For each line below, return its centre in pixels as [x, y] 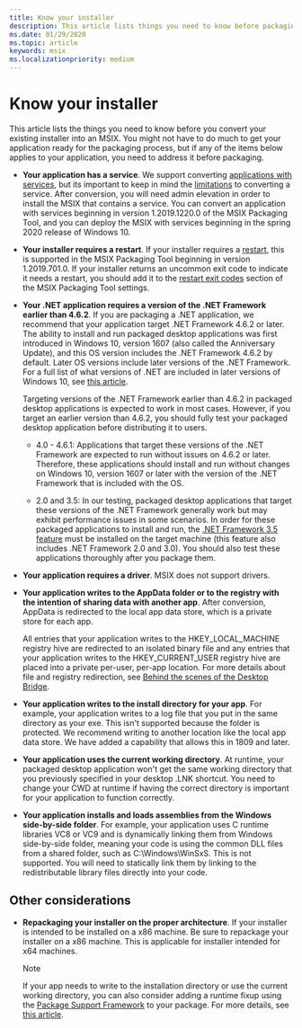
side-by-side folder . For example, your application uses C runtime [146, 824]
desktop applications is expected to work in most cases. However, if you [156, 408]
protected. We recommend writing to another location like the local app [154, 732]
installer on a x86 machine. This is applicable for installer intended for [151, 941]
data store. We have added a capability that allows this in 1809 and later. [156, 741]
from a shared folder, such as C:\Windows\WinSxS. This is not [137, 853]
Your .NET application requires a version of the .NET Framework [144, 305]
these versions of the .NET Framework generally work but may [151, 510]
